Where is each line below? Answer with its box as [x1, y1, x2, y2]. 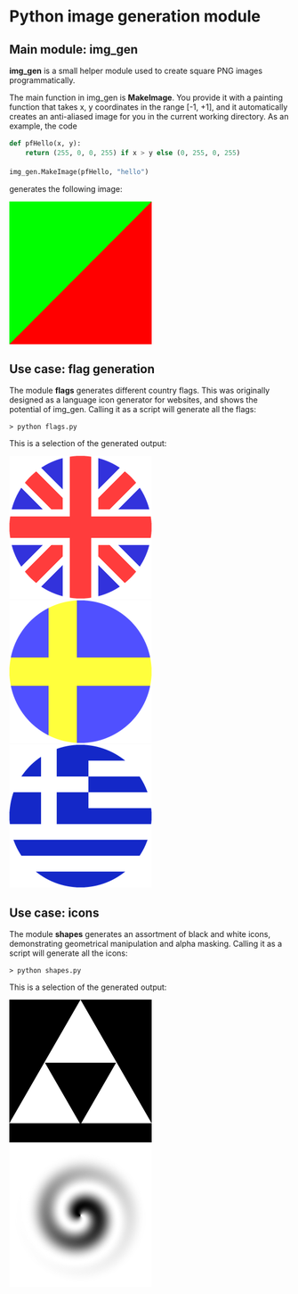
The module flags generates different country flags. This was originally [9, 386, 270, 396]
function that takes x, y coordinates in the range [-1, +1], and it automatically [9, 102, 288, 112]
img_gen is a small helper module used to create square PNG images [9, 65, 263, 76]
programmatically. [9, 75, 76, 86]
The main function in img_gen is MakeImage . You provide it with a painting [9, 92, 283, 103]
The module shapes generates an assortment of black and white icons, [9, 929, 271, 940]
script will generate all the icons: [9, 948, 128, 958]
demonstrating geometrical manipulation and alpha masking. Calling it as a [9, 939, 283, 950]
